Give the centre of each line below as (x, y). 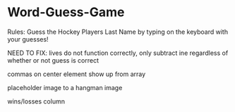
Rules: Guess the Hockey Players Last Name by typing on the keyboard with (117, 32)
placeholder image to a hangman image (65, 87)
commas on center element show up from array (77, 74)
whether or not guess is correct (53, 60)
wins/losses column (36, 101)
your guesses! (28, 39)
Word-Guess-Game (66, 12)
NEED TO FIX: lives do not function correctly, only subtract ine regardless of (118, 53)
